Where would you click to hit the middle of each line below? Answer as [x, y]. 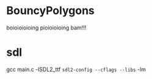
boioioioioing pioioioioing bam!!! [46, 28]
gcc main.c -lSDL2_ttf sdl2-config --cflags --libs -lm [76, 69]
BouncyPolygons [50, 11]
